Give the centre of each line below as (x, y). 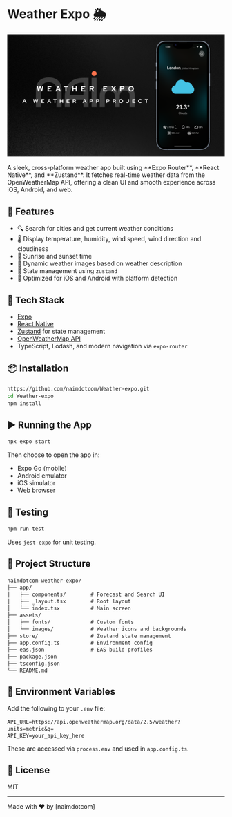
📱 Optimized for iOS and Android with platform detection (97, 279)
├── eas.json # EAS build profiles (80, 650)
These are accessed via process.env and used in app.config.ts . (98, 749)
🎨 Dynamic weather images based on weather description (99, 263)
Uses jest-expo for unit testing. (52, 542)
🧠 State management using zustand (67, 271)
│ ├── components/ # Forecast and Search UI (86, 594)
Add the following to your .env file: (56, 708)
